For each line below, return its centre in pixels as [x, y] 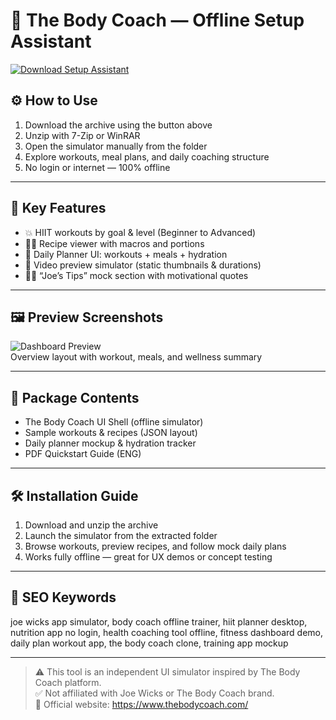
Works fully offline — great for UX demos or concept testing [148, 557]
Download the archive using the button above [118, 125]
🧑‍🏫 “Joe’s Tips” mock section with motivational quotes [136, 275]
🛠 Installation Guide [74, 495]
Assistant [51, 41]
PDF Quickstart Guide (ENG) [83, 454]
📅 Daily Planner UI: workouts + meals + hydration [126, 254]
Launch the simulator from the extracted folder [121, 535]
